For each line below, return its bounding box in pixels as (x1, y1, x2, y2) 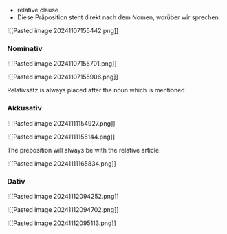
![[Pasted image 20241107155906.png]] (7, 72, 118, 81)
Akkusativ (7, 104, 43, 113)
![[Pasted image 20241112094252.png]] (7, 192, 119, 200)
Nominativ (7, 43, 43, 53)
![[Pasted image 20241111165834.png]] (7, 159, 117, 168)
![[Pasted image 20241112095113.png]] (7, 219, 117, 227)
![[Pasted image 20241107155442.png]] (7, 27, 119, 35)
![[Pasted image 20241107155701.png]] (7, 59, 117, 68)
